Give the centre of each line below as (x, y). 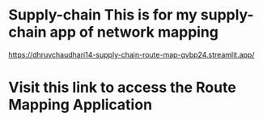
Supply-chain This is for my (103, 15)
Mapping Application (80, 105)
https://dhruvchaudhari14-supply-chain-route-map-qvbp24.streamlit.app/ (131, 54)
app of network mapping (134, 32)
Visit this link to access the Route (122, 88)
